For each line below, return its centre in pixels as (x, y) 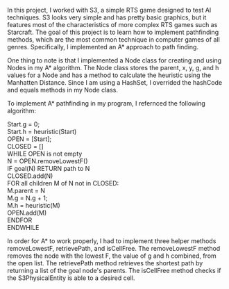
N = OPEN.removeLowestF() (48, 161)
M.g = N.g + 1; (27, 198)
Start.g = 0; (24, 124)
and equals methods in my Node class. (62, 90)
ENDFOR (20, 220)
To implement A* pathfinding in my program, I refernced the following (107, 103)
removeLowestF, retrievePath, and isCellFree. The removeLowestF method (114, 248)
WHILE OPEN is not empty (45, 154)
